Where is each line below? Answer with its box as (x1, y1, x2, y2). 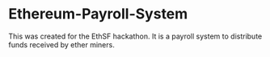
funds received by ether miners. (8, 39, 115, 49)
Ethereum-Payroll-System (8, 5, 188, 23)
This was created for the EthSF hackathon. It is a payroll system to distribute (8, 31, 263, 41)
